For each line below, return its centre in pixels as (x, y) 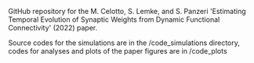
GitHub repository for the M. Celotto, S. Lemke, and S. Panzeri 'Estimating (127, 11)
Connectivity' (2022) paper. (53, 28)
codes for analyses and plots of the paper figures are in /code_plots (118, 51)
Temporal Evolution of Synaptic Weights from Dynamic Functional (114, 19)
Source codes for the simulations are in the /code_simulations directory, (124, 43)
